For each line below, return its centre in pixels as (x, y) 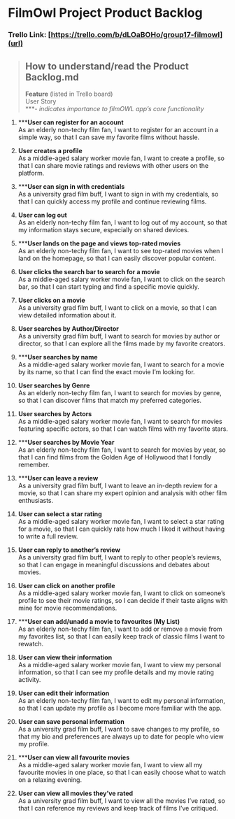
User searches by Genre (54, 385)
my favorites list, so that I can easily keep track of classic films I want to (121, 636)
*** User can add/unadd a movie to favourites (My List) (99, 621)
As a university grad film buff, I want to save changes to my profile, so (119, 729)
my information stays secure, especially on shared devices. (104, 229)
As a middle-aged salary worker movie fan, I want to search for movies (120, 421)
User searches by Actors (55, 413)
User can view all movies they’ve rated (76, 793)
